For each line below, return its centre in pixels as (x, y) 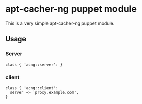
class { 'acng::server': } (34, 65)
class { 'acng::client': (32, 88)
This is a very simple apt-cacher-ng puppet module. (60, 23)
